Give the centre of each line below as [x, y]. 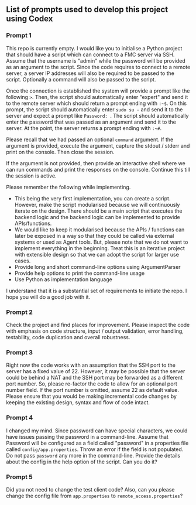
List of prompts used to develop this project [87, 10]
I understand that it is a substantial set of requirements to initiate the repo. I [97, 291]
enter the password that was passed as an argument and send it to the [91, 122]
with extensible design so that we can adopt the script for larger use [97, 254]
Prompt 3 [20, 352]
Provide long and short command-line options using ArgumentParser [97, 267]
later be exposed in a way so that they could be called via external [94, 236]
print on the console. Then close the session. [61, 152]
